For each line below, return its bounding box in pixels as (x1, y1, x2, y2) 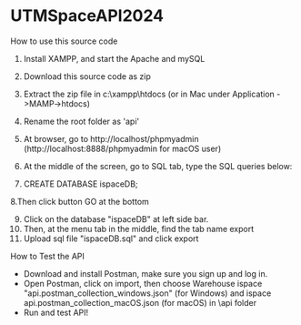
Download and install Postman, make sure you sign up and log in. (23, 268, 268, 279)
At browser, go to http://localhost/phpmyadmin (23, 133, 199, 144)
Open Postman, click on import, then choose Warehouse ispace (23, 278, 263, 289)
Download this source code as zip (23, 70, 151, 82)
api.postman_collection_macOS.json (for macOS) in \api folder (23, 297, 257, 308)
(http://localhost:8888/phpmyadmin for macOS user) (23, 143, 222, 154)
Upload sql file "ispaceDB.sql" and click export (23, 233, 199, 244)
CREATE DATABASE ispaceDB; (23, 178, 139, 189)
